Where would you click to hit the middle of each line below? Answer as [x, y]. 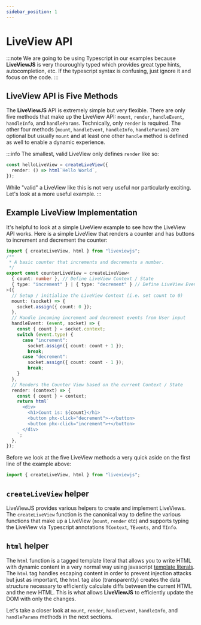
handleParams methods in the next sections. [60, 617]
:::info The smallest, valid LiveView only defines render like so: [83, 154]
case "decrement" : [45, 357]
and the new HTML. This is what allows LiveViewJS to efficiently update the [100, 592]
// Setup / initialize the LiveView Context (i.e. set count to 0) [98, 295]
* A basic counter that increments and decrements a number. [86, 262]
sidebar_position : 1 [32, 12]
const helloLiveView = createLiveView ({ [57, 165]
